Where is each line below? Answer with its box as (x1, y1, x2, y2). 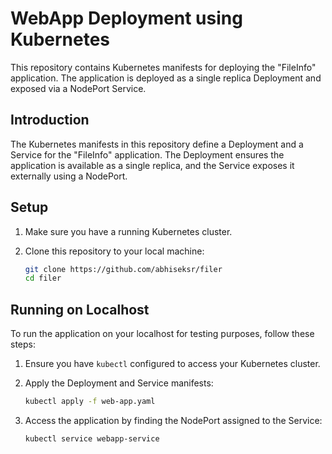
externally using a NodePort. (10, 170, 128, 182)
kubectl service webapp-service (24, 434, 160, 444)
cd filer (24, 273, 62, 284)
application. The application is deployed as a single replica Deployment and (10, 72, 322, 84)
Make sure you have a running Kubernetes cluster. (24, 225, 233, 237)
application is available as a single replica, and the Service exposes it (10, 159, 295, 171)
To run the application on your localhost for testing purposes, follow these (10, 328, 315, 340)
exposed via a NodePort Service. (10, 82, 147, 94)
